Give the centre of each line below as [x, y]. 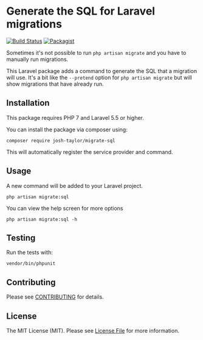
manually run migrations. [37, 59]
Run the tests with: [29, 252]
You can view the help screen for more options [65, 208]
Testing [21, 238]
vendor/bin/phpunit [31, 264]
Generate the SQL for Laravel [81, 11]
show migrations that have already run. [55, 84]
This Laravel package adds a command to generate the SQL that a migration [102, 71]
